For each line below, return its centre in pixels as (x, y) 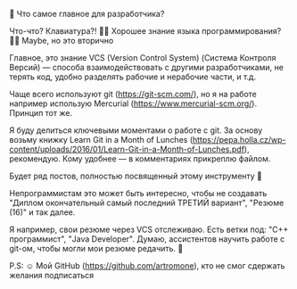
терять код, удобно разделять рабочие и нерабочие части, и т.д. (133, 77)
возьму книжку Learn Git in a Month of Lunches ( (101, 140)
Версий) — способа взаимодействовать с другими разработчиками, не (146, 67)
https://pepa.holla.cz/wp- (239, 140)
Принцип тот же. (41, 113)
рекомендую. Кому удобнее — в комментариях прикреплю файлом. (140, 159)
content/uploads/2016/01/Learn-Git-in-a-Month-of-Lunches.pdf (127, 149)
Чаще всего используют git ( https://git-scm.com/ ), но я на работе (133, 94)
